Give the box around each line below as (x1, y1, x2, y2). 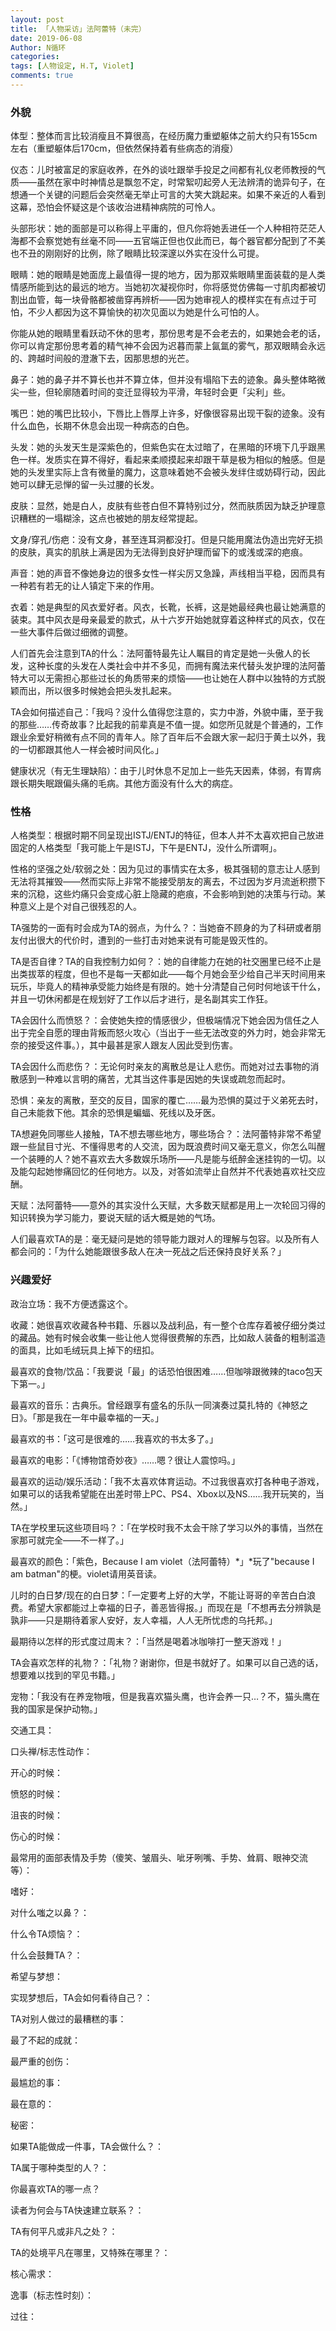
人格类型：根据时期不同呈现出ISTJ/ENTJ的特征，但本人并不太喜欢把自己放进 (10, 829, 325, 841)
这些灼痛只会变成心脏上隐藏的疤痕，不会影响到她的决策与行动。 (53, 888, 317, 900)
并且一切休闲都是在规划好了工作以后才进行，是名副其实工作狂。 (10, 993, 273, 1005)
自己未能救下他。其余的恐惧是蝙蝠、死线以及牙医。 (10, 1107, 221, 1119)
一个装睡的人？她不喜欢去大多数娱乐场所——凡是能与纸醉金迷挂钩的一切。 (10, 1153, 317, 1165)
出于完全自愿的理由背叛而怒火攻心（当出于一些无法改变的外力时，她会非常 (10, 1027, 317, 1039)
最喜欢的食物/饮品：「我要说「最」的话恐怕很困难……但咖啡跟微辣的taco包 (10, 1365, 315, 1377)
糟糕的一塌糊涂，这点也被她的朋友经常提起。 (18, 512, 203, 525)
